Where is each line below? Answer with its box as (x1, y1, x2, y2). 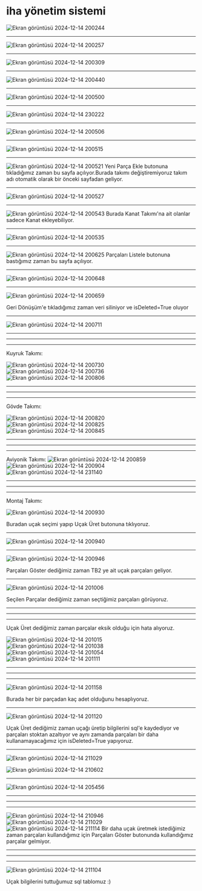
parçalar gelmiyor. (6, 837, 51, 845)
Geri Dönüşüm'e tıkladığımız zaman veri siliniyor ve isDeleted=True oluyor (6, 303, 189, 311)
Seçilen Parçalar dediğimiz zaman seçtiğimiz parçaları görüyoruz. (6, 595, 168, 603)
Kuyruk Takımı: (6, 349, 43, 356)
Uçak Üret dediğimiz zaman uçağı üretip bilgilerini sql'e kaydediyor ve (6, 724, 179, 731)
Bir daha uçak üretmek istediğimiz (101, 825, 186, 832)
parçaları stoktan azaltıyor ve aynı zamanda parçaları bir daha (6, 730, 159, 738)
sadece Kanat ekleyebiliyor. (6, 216, 75, 223)
